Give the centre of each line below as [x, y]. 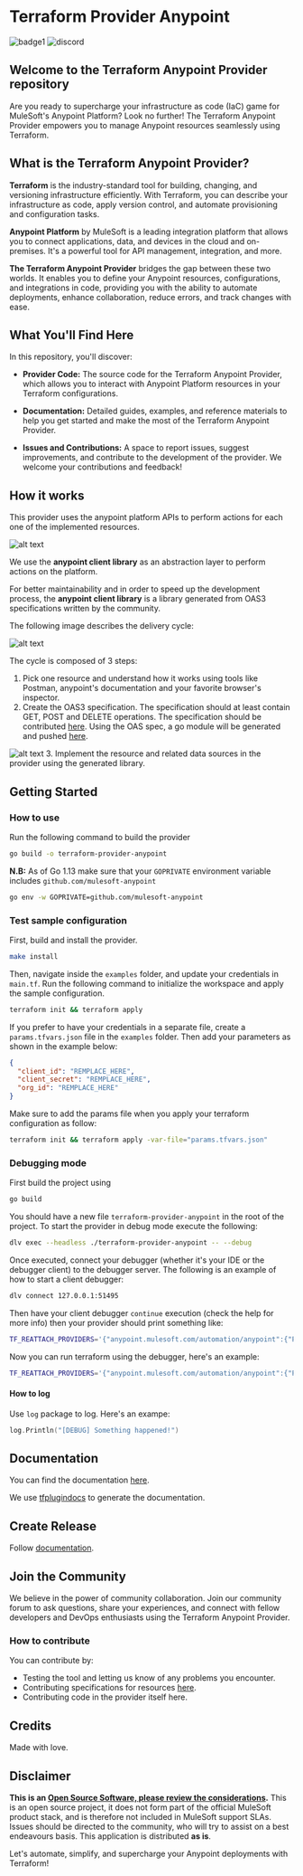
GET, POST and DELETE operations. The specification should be [142, 717]
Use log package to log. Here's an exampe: [90, 1414]
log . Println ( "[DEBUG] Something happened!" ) [94, 1430]
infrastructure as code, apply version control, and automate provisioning [143, 204]
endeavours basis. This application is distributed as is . [110, 1836]
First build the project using [60, 1183]
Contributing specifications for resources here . [109, 1688]
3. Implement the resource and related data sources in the [153, 753]
